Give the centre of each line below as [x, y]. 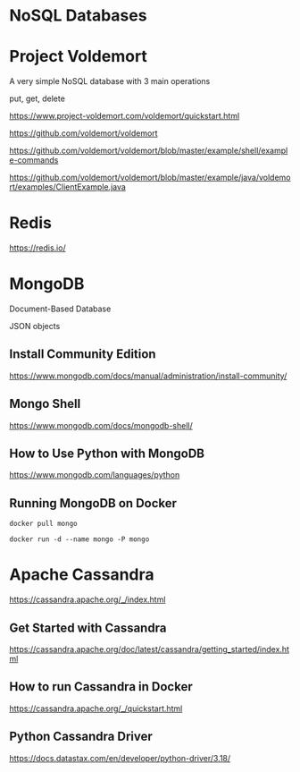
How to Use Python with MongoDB [107, 454]
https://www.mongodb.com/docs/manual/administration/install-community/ [148, 376]
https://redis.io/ [37, 248]
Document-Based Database [60, 309]
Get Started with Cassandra [88, 628]
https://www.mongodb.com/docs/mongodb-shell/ [101, 425]
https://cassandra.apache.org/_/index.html [87, 599]
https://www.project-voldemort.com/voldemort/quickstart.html [125, 116]
